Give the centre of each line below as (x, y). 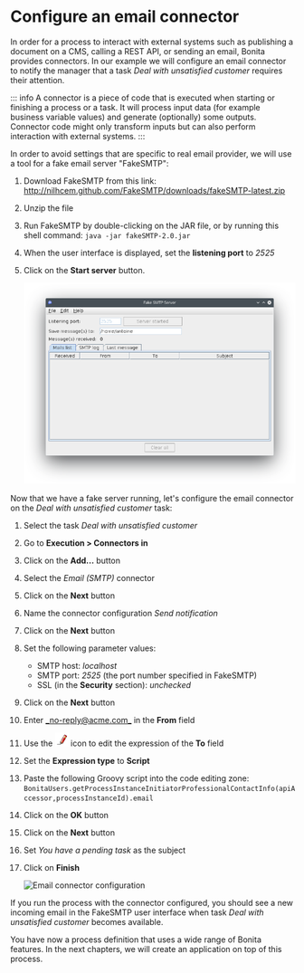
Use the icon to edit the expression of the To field (123, 743)
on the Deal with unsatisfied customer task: (91, 508)
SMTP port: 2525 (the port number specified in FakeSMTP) (147, 675)
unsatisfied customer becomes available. (87, 922)
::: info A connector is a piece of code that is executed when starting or (142, 98)
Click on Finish (52, 868)
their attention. (38, 80)
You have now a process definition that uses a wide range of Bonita (136, 940)
